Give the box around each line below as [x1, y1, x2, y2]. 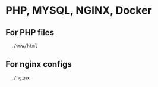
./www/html [11, 43, 38, 49]
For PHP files [5, 27, 55, 38]
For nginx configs [5, 59, 72, 69]
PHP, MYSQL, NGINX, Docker [5, 4, 152, 17]
